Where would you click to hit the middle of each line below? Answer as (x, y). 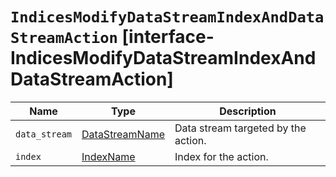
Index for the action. (221, 156)
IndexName (108, 156)
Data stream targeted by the (240, 128)
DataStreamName (123, 134)
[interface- (168, 37)
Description (248, 111)
